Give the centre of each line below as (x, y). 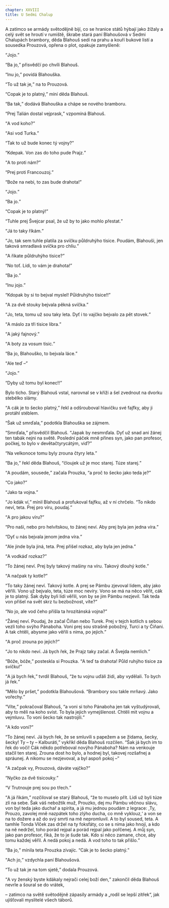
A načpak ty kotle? (26, 576)
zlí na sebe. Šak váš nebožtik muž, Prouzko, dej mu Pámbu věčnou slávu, (81, 803)
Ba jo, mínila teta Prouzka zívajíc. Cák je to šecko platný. (67, 850)
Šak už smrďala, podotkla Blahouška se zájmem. (59, 423)
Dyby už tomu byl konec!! (34, 383)
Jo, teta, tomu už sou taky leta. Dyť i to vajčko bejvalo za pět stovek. (78, 314)
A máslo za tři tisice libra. (33, 324)
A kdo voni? (19, 727)
